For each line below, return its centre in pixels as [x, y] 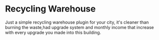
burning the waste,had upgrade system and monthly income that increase [79, 27]
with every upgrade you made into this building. [53, 32]
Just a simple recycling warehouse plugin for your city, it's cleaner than [77, 22]
